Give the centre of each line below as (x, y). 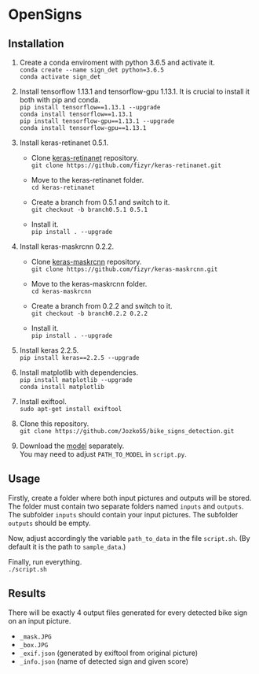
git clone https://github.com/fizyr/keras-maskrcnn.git (124, 269)
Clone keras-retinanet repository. (85, 158)
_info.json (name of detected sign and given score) (104, 661)
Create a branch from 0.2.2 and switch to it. (102, 306)
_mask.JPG (36, 637)
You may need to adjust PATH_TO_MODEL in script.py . (103, 454)
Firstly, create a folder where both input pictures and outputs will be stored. (130, 498)
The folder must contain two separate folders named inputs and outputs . (126, 506)
